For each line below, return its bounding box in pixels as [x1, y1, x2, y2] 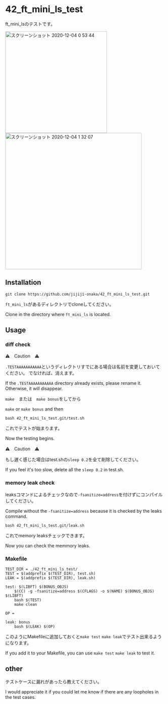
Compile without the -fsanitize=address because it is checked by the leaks [5, 508, 162, 514]
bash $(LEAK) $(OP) [14, 624, 55, 629]
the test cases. [5, 694, 36, 700]
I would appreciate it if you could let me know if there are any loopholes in [5, 688, 159, 695]
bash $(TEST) [14, 597, 42, 603]
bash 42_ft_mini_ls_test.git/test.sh [5, 416, 85, 421]
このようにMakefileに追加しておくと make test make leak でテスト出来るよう [5, 634, 162, 640]
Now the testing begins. [5, 435, 55, 441]
